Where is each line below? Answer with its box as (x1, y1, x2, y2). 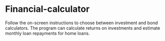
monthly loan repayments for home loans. (5, 30, 90, 36)
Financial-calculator (5, 3, 90, 15)
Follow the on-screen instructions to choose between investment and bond (5, 20, 158, 26)
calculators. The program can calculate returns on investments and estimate (5, 25, 161, 31)
